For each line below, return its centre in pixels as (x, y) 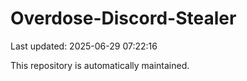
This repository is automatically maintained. (100, 65)
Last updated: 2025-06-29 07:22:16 (84, 46)
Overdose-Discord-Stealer (123, 18)
